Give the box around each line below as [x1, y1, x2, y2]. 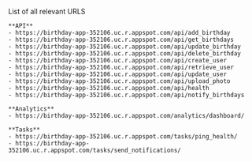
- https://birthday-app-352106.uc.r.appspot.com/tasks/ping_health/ [8, 133, 238, 141]
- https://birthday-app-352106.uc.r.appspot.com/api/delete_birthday [8, 50, 242, 58]
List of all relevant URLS [8, 7, 86, 16]
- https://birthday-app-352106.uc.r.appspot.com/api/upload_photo [8, 77, 231, 85]
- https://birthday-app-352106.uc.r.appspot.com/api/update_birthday [8, 43, 242, 51]
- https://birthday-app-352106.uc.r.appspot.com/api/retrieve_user [8, 63, 235, 71]
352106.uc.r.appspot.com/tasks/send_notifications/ [8, 146, 181, 154]
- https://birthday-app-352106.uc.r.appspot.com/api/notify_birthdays [8, 91, 245, 99]
